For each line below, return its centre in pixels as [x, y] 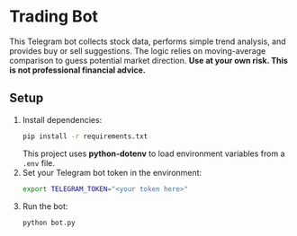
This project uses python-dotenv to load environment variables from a [153, 153]
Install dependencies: [62, 119]
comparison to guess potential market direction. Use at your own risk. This [148, 60]
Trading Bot [54, 17]
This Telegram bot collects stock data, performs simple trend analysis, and [148, 41]
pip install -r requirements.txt [85, 136]
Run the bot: [45, 206]
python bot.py [49, 223]
